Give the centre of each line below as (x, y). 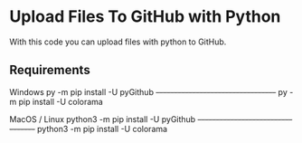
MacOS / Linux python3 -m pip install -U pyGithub (103, 119)
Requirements (50, 70)
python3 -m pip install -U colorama (103, 129)
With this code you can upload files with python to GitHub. (118, 42)
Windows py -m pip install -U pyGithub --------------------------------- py (148, 91)
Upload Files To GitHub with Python (145, 17)
